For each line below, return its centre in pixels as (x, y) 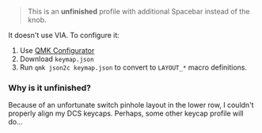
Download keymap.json (57, 59)
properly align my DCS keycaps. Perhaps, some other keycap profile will (126, 113)
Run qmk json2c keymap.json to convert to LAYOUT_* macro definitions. (133, 67)
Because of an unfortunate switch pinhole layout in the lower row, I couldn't (131, 105)
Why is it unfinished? (49, 88)
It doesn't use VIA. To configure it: (64, 35)
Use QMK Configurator (57, 50)
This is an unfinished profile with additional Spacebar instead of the (139, 11)
